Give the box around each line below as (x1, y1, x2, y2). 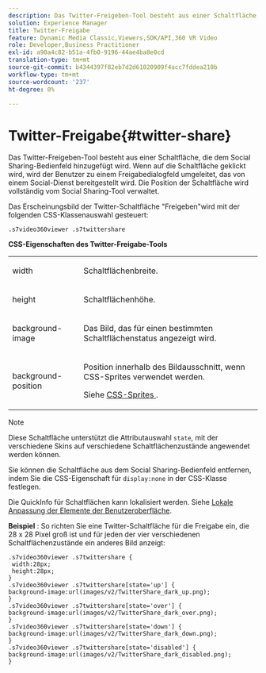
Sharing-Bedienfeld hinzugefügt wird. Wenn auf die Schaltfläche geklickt (8, 161, 246, 171)
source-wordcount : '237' (8, 78, 90, 86)
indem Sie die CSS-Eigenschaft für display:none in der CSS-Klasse (8, 474, 227, 483)
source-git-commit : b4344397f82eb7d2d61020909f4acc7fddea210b (8, 63, 218, 71)
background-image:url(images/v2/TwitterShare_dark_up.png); (8, 588, 211, 596)
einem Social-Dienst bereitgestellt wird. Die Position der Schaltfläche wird (8, 178, 249, 187)
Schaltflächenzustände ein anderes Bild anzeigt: (8, 538, 165, 548)
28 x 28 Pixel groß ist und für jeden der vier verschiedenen (8, 529, 200, 540)
